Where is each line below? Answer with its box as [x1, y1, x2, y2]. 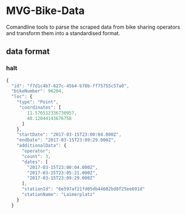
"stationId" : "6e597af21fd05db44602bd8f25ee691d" [21, 186, 145, 192]
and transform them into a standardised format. [6, 29, 120, 36]
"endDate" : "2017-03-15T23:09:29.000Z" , [16, 137, 116, 143]
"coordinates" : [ [19, 105, 61, 111]
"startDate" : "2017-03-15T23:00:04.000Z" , [16, 132, 122, 138]
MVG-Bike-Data [6, 4, 85, 18]
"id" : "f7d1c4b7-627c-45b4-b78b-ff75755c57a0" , [11, 83, 130, 89]
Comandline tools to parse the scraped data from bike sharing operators [6, 23, 180, 30]
